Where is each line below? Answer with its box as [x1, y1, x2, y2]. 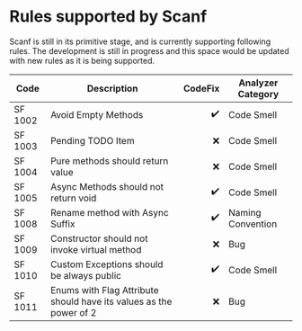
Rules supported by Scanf [9, 6, 208, 27]
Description [86, 82, 138, 94]
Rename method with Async [50, 206, 169, 219]
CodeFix [182, 82, 220, 94]
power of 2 [50, 306, 97, 318]
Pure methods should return [50, 155, 169, 167]
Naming [227, 206, 262, 219]
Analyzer [237, 76, 279, 89]
